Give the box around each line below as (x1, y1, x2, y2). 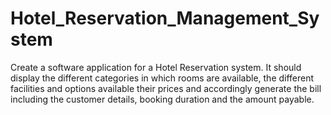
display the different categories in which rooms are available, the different (10, 72, 315, 84)
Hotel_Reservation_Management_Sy (10, 7, 320, 30)
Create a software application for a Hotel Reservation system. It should (10, 61, 302, 73)
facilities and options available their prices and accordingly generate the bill (10, 82, 322, 94)
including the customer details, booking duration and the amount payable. (10, 93, 315, 105)
